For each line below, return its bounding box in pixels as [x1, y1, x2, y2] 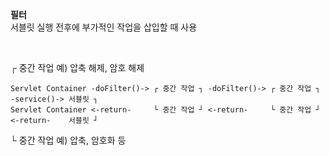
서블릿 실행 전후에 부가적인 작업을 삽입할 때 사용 [10, 21, 198, 33]
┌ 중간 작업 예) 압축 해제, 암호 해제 [10, 62, 145, 73]
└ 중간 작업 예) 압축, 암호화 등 [10, 134, 127, 146]
